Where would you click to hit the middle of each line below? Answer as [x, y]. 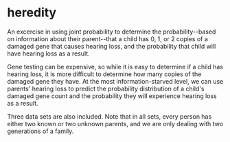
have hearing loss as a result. [49, 54]
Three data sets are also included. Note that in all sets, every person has [110, 116]
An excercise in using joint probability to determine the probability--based [112, 32]
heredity [32, 13]
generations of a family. [41, 131]
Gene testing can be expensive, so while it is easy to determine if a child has [115, 67]
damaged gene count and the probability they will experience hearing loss [112, 96]
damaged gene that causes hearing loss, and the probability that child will [112, 46]
